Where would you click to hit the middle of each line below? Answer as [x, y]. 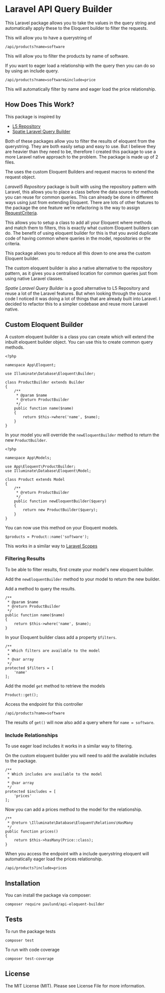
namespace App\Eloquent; [31, 365]
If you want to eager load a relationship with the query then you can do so [80, 65]
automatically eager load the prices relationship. [54, 859]
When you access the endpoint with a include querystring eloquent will [77, 854]
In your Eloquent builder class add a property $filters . [61, 637]
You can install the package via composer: [48, 895]
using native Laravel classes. [34, 278]
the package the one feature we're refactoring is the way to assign [73, 208]
